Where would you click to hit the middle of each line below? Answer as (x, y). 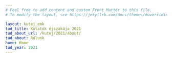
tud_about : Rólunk (25, 38)
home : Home (17, 43)
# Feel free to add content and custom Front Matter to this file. (79, 10)
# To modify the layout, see (36, 15)
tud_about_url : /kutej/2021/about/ (43, 34)
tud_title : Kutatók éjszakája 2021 (43, 28)
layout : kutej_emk (25, 24)
